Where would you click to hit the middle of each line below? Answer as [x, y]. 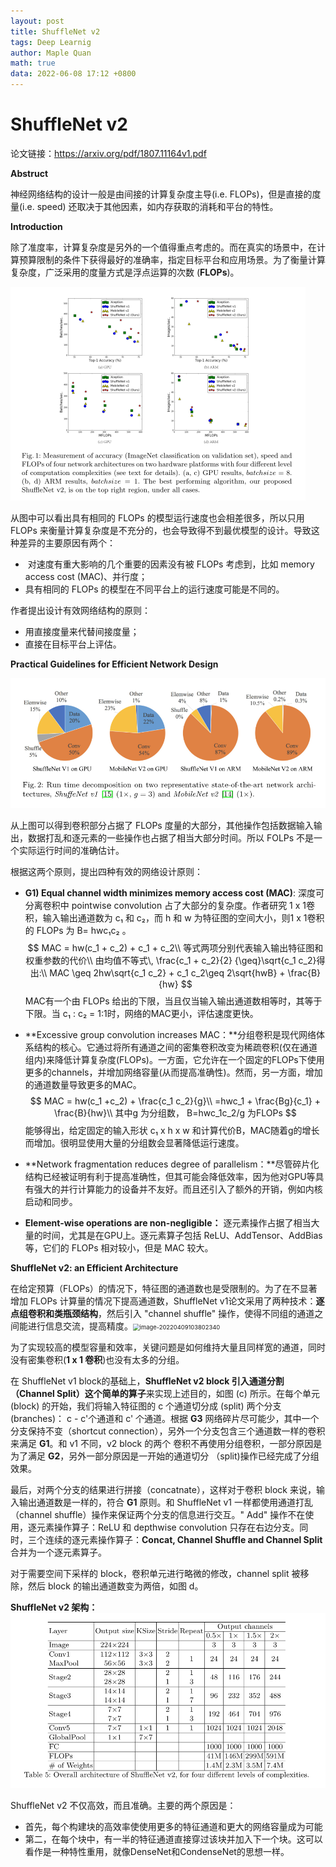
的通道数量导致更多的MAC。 [83, 1085]
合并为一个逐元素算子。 [58, 1552]
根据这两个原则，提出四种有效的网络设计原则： [106, 872]
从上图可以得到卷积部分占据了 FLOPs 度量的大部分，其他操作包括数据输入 [162, 826]
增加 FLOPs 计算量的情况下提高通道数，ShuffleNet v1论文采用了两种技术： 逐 [167, 1301]
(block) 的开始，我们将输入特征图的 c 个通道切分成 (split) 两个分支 [146, 1406]
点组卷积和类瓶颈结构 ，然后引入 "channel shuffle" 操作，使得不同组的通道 [162, 1314]
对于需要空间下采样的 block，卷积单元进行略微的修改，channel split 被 [155, 1574]
